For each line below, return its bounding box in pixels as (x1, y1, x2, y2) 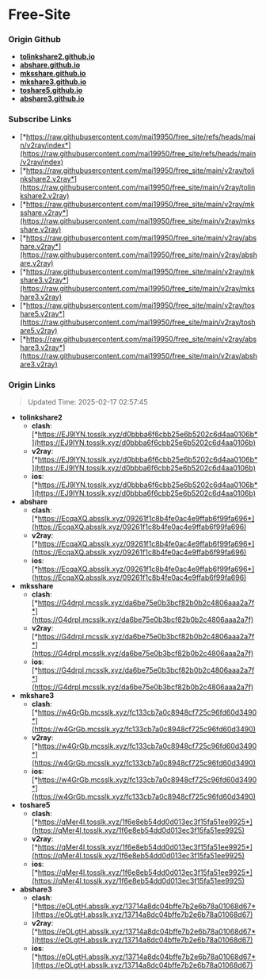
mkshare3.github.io (19, 77, 87, 86)
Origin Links (8, 379, 56, 390)
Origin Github (8, 34, 62, 45)
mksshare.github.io (19, 69, 86, 79)
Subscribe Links (8, 113, 72, 125)
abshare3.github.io (19, 94, 85, 104)
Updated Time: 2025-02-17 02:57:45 (27, 397, 148, 407)
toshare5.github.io (19, 86, 83, 95)
